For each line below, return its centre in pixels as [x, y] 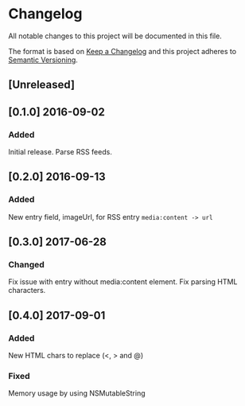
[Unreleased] [42, 85]
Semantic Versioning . [43, 60]
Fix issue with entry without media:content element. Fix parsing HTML [123, 282]
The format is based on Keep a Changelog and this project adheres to [122, 51]
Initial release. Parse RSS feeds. [60, 152]
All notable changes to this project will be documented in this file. [115, 36]
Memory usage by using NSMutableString [77, 393]
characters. [27, 291]
